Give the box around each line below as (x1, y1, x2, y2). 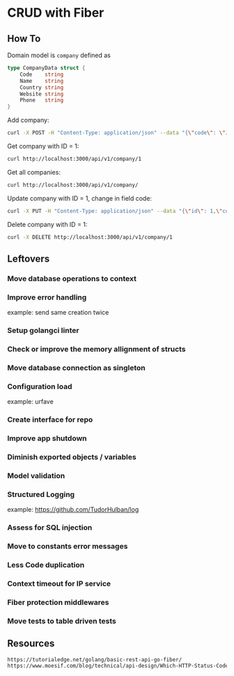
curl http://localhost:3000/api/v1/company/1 (7, 155, 141, 162)
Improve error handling (7, 292, 87, 302)
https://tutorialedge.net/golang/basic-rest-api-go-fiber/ (7, 656, 182, 663)
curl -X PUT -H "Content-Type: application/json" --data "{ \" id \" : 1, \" (7, 207, 223, 214)
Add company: (7, 116, 49, 125)
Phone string (19, 97, 64, 104)
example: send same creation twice (7, 308, 109, 317)
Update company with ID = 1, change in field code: (7, 194, 152, 203)
